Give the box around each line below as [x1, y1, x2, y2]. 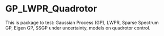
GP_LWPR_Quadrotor [5, 3, 97, 14]
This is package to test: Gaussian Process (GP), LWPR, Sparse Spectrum [5, 19, 159, 25]
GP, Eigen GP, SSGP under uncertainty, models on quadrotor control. [5, 24, 151, 30]
